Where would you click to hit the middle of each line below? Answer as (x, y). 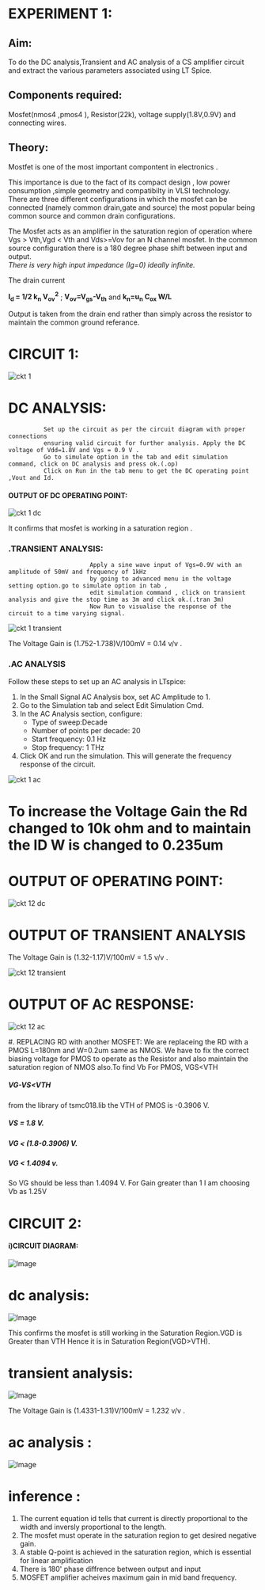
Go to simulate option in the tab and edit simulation (135, 457)
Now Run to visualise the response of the (161, 607)
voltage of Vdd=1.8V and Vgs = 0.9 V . (74, 450)
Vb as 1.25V (28, 1192)
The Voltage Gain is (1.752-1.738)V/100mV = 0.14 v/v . (95, 644)
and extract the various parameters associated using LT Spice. (110, 70)
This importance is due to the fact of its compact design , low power (119, 182)
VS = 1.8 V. (26, 1123)
